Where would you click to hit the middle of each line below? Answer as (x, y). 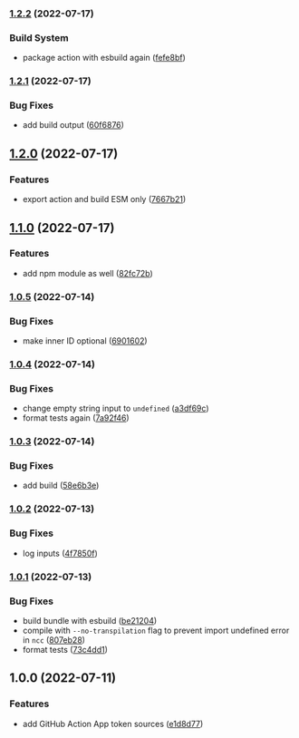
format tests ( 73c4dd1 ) (65, 649)
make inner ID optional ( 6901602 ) (85, 341)
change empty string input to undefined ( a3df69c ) (116, 408)
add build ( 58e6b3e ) (61, 486)
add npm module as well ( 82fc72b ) (88, 273)
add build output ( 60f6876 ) (73, 125)
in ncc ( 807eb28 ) (54, 640)
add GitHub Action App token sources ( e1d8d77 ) (113, 723)
